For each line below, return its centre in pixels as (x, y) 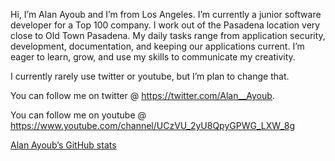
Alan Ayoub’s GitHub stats (63, 145)
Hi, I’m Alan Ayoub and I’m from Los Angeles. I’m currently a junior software (166, 14)
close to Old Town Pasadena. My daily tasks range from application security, (168, 35)
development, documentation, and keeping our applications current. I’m (157, 46)
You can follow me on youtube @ (78, 115)
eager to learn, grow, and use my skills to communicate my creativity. (153, 57)
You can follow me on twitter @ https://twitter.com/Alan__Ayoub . (142, 95)
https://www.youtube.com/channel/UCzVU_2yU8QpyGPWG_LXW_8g (152, 125)
